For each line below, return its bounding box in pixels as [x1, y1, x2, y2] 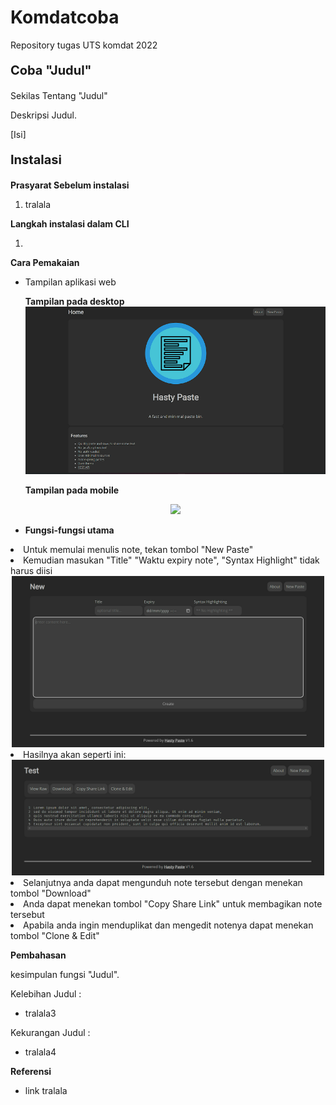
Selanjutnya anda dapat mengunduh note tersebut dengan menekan [23, 876, 303, 888]
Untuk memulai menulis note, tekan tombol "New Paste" [23, 543, 254, 555]
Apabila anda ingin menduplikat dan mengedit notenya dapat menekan [23, 919, 314, 931]
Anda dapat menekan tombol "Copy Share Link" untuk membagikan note [23, 897, 323, 910]
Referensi [10, 1065, 52, 1077]
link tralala [24, 1084, 68, 1096]
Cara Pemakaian [10, 256, 80, 268]
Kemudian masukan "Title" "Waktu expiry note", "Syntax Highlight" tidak [23, 554, 320, 566]
